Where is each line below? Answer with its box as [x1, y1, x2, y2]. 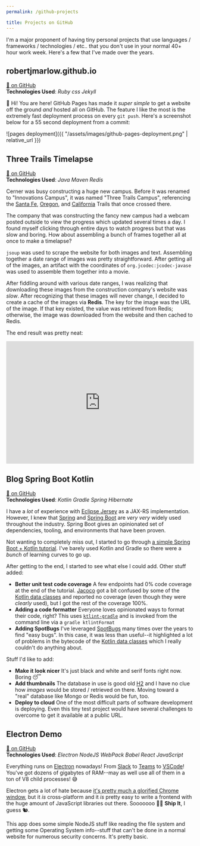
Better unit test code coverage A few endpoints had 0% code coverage [14, 581, 192, 588]
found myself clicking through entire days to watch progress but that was [6, 225, 186, 232]
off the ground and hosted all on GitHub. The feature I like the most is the [6, 106, 186, 114]
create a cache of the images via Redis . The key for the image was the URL [6, 299, 191, 306]
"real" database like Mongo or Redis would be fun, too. [14, 692, 150, 700]
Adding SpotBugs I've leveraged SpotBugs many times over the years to [14, 625, 193, 632]
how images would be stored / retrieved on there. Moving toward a [14, 686, 179, 694]
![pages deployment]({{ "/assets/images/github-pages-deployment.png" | [6, 130, 188, 137]
